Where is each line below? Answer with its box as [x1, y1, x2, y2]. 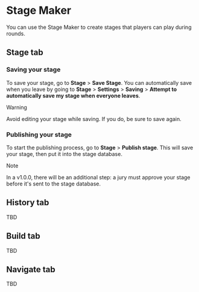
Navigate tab [6, 264, 55, 275]
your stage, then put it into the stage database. [6, 150, 122, 157]
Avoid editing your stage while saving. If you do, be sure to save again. [6, 115, 182, 122]
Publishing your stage [6, 130, 72, 138]
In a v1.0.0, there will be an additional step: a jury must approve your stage [6, 173, 191, 181]
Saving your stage [6, 66, 61, 74]
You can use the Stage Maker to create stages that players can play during [6, 23, 192, 31]
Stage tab [6, 48, 43, 58]
